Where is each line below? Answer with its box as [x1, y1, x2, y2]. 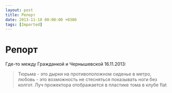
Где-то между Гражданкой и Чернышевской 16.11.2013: [5, 61, 127, 67]
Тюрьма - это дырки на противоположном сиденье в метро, [17, 71, 151, 77]
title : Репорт [5, 12, 36, 17]
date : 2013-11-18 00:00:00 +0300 [5, 17, 77, 22]
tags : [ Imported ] [5, 22, 43, 27]
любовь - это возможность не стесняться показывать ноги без [17, 77, 158, 83]
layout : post [5, 7, 33, 13]
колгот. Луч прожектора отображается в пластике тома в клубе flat [17, 82, 167, 88]
